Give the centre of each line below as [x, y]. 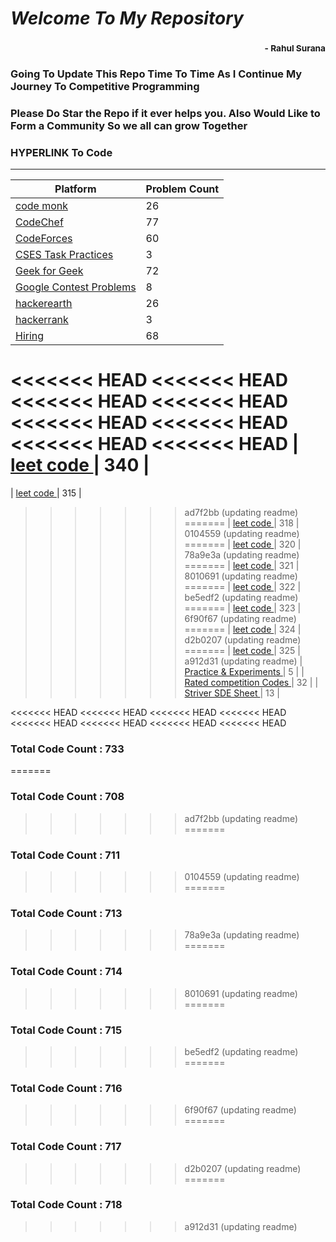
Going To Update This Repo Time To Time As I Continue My [156, 74]
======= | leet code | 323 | [243, 608]
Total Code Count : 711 [65, 855]
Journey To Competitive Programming [105, 87]
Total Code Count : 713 [66, 913]
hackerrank [42, 320]
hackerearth [44, 304]
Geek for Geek [49, 271]
